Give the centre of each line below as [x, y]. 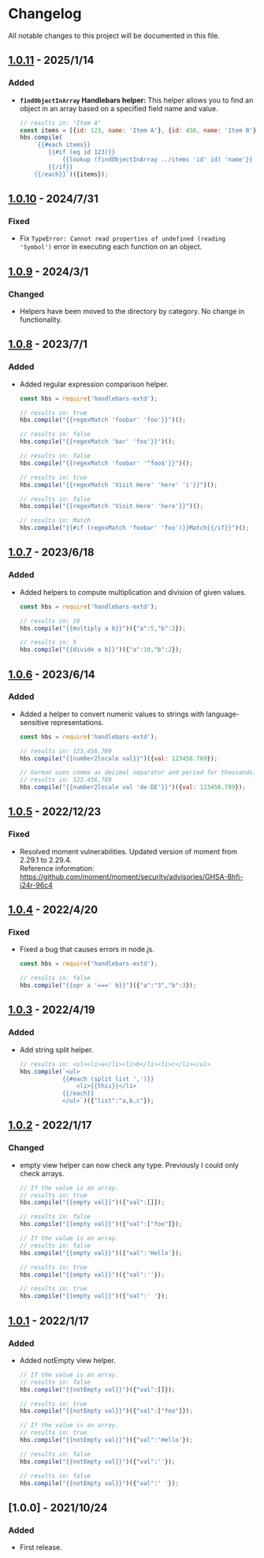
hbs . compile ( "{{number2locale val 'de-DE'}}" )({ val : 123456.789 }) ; [133, 787]
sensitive [34, 722]
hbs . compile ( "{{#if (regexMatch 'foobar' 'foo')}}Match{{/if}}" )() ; [134, 528]
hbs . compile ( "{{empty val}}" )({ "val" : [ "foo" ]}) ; [101, 1224]
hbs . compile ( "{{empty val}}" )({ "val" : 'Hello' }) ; [101, 1253]
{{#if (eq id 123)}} [82, 152]
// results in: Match [55, 521]
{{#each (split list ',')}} [108, 1079]
